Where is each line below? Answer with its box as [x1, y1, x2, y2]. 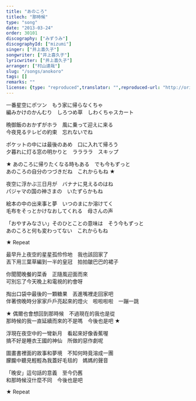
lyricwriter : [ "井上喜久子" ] [6, 57, 73, 63]
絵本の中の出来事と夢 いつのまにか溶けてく [6, 200, 114, 207]
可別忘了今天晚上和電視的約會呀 [6, 278, 83, 285]
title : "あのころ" [6, 8, 48, 15]
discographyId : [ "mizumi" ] [6, 42, 72, 47]
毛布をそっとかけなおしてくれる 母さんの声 [6, 207, 114, 214]
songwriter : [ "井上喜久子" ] [6, 52, 70, 58]
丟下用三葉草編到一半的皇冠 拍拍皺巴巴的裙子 [6, 258, 118, 265]
